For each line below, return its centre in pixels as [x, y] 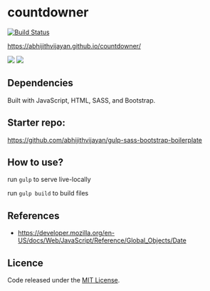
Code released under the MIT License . [64, 280]
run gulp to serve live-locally [49, 180]
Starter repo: [36, 123]
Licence [26, 263]
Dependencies [40, 83]
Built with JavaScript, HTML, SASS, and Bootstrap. [82, 100]
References [33, 216]
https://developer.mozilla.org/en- [66, 233]
